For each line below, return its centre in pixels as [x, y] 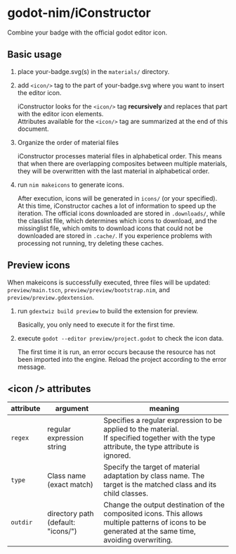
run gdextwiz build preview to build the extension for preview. [108, 310]
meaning [164, 408]
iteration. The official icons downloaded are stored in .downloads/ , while [121, 213]
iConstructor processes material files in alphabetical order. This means [120, 156]
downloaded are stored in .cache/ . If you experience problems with [114, 235]
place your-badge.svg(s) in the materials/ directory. [93, 71]
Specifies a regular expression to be [163, 420]
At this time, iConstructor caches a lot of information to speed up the [117, 206]
